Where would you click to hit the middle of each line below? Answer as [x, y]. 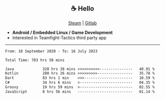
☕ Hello [82, 9]
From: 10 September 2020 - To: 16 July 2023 [51, 51]
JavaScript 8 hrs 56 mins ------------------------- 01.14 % [80, 92]
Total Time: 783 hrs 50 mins [35, 60]
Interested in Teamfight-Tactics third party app [59, 37]
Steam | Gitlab [82, 23]
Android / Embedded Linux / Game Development [62, 32]
